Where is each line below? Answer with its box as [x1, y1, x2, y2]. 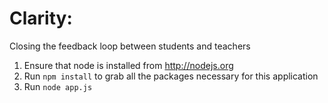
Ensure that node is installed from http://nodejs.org [23, 59, 234, 71]
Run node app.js [23, 80, 93, 92]
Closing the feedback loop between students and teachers [9, 40, 251, 52]
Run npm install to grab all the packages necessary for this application [23, 70, 319, 82]
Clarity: [9, 7, 73, 30]
